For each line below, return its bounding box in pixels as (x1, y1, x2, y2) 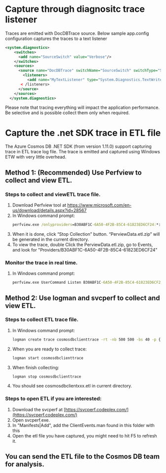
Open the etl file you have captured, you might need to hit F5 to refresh (12, 432, 157, 438)
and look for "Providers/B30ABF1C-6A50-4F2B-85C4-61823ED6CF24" (12, 247, 158, 253)
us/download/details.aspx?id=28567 (12, 208, 87, 214)
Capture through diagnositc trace (5, 3, 145, 15)
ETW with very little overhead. (5, 154, 67, 160)
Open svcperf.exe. (12, 417, 50, 423)
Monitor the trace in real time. (5, 259, 78, 266)
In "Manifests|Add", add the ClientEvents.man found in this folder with (12, 422, 155, 428)
